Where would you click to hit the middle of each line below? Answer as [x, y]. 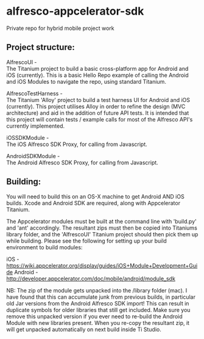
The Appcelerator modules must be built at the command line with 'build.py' [101, 221]
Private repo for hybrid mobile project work [60, 28]
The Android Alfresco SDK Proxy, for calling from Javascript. [82, 162]
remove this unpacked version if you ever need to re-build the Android [94, 316]
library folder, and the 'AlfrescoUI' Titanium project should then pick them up [102, 234]
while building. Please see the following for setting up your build [87, 241]
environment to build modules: [44, 247]
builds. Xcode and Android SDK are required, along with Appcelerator [93, 203]
